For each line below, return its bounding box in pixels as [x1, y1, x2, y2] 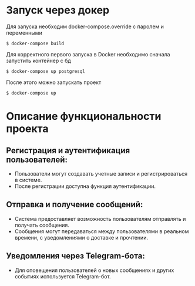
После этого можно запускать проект [6, 79, 102, 86]
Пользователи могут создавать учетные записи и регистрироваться [14, 170, 188, 177]
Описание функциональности [6, 110, 162, 123]
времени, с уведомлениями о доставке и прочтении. [14, 234, 149, 241]
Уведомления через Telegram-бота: [6, 251, 146, 261]
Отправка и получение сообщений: [6, 200, 143, 210]
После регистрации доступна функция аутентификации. [14, 183, 156, 190]
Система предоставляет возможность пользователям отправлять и [14, 215, 186, 222]
